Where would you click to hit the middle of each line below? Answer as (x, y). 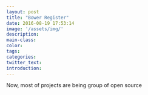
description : (23, 34)
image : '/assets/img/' (35, 29)
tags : (13, 51)
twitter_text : (24, 62)
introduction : (24, 68)
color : (15, 46)
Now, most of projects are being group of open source (74, 85)
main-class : (21, 40)
